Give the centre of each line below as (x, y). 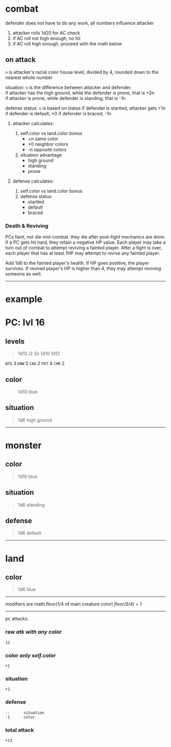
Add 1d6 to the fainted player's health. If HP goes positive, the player (77, 263)
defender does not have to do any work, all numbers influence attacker (80, 23)
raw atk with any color (34, 632)
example (24, 299)
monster (23, 445)
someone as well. (24, 274)
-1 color (20, 717)
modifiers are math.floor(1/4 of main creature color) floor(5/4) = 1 (74, 604)
